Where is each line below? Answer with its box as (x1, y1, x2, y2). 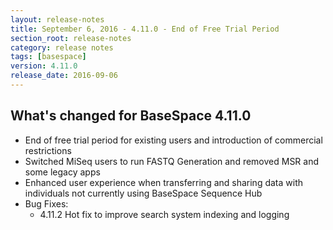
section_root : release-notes (10, 33, 132, 43)
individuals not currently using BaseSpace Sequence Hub (24, 187, 263, 199)
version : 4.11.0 (10, 61, 78, 71)
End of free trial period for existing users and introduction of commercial (24, 134, 323, 146)
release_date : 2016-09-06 (10, 71, 118, 81)
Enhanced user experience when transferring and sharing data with (24, 176, 304, 188)
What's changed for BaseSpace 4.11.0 (10, 107, 252, 125)
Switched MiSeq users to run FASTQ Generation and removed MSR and (24, 155, 320, 167)
